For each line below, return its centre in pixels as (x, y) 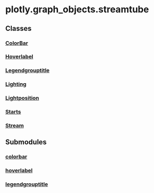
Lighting (16, 84)
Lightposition (22, 98)
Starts (13, 112)
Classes (18, 28)
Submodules (26, 142)
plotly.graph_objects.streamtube (77, 9)
